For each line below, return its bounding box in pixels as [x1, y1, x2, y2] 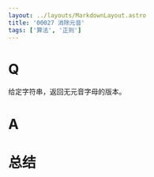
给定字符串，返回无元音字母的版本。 [8, 87, 126, 97]
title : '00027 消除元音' [8, 19, 85, 27]
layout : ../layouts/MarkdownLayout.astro [8, 11, 147, 20]
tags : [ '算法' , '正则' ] [8, 26, 81, 34]
